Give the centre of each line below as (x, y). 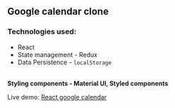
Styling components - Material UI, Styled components (88, 83)
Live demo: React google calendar (57, 97)
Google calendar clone (58, 12)
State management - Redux (57, 54)
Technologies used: (42, 32)
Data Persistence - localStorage (64, 62)
